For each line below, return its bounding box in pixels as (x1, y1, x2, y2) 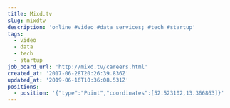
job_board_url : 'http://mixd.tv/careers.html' (7, 63, 148, 70)
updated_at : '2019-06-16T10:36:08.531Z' (7, 76, 130, 84)
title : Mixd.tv (7, 10, 53, 18)
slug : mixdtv (7, 17, 46, 24)
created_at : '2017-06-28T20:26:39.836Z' (7, 70, 130, 77)
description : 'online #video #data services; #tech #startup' (7, 23, 196, 31)
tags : (7, 30, 23, 38)
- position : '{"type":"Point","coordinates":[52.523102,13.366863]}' (14, 90, 224, 97)
